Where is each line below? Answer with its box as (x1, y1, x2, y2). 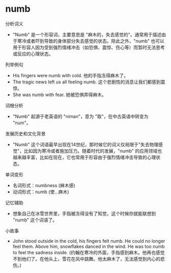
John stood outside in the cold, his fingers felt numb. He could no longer (12, 238, 165, 244)
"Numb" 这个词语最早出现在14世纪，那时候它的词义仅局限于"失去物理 (12, 141, 159, 147)
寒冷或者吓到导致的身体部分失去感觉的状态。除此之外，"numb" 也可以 (17, 38, 164, 44)
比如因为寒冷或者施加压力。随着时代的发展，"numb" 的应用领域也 (23, 148, 162, 154)
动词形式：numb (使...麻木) (12, 189, 69, 195)
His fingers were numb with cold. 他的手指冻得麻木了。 (12, 72, 129, 78)
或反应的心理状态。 (12, 51, 54, 57)
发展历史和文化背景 (5, 130, 46, 136)
